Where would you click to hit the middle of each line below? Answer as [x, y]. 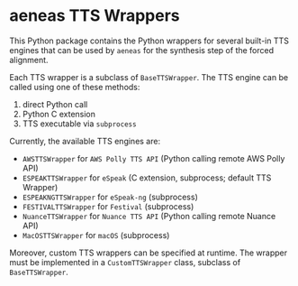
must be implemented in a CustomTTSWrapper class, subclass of [125, 262]
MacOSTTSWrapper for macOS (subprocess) [96, 235]
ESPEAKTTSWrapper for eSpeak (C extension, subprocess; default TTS [147, 178]
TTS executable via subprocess [79, 124]
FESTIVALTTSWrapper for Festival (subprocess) [108, 206]
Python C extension [59, 114]
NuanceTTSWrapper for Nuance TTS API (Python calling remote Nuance [149, 216]
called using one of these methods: [75, 87]
